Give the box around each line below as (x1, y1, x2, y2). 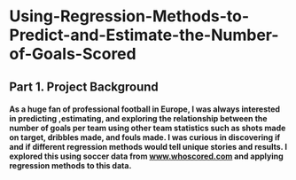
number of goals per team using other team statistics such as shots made (9, 122, 286, 134)
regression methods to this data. (9, 160, 132, 171)
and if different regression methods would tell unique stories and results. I (9, 142, 288, 153)
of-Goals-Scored (9, 44, 136, 64)
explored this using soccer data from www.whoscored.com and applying (9, 151, 284, 161)
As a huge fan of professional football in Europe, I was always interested (9, 104, 281, 114)
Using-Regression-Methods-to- (9, 6, 250, 27)
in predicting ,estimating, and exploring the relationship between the (9, 113, 268, 124)
